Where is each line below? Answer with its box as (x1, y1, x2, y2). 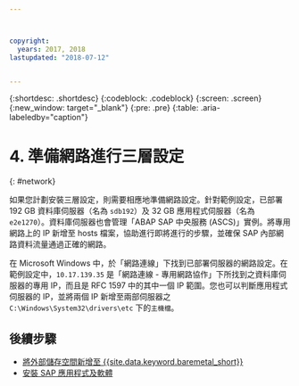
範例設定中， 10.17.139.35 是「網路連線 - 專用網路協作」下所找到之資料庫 (9, 269, 279, 280)
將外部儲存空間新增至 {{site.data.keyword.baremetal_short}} (21, 357, 244, 367)
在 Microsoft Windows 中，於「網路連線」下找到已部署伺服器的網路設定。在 (9, 258, 288, 268)
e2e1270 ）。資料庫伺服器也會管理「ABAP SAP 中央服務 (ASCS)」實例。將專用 (9, 217, 292, 227)
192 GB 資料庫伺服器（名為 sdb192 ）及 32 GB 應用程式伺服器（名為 (9, 206, 255, 217)
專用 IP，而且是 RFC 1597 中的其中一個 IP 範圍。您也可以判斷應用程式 (32, 280, 288, 291)
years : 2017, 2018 (17, 45, 87, 53)
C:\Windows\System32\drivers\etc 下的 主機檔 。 (9, 302, 179, 313)
